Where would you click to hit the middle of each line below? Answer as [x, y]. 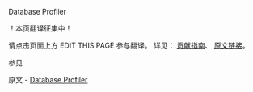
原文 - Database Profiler [48, 79]
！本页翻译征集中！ [40, 28]
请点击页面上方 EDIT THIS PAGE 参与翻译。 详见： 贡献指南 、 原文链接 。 [129, 45]
